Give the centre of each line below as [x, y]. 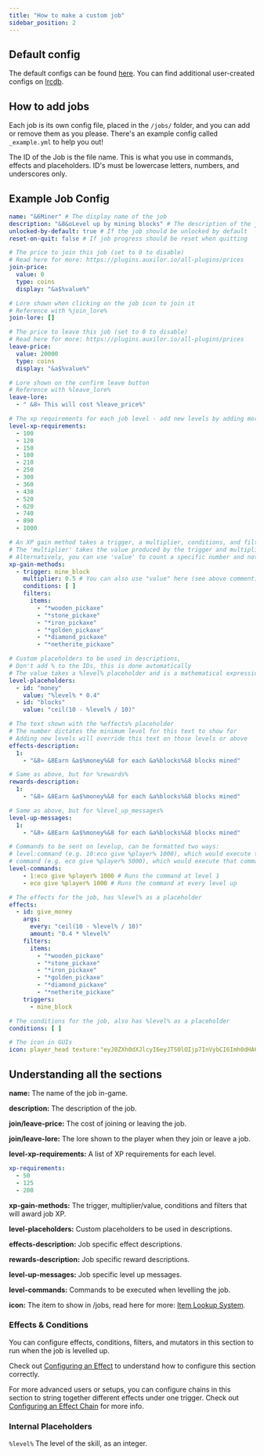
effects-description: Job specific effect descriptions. [96, 1244]
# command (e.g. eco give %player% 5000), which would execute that [123, 861]
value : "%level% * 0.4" [62, 695]
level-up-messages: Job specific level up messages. [96, 1274]
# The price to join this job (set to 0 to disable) [97, 253]
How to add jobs [49, 106]
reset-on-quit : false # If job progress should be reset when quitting [128, 239]
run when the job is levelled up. [60, 1350]
